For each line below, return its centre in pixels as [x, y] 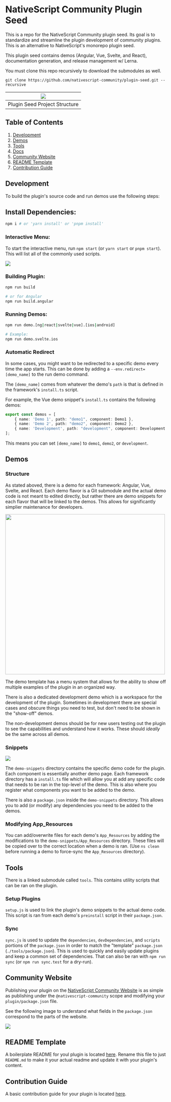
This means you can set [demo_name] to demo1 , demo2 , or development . [77, 443]
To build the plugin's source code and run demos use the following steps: [82, 196]
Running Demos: [26, 314]
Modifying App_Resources [39, 824]
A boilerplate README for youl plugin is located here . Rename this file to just [86, 1054]
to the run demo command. [60, 374]
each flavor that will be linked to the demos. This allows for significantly [80, 502]
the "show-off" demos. [29, 713]
